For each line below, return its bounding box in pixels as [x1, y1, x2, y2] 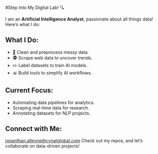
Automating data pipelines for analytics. [12, 99, 95, 105]
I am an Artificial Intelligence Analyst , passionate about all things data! [5, 16, 153, 22]
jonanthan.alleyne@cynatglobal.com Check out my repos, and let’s [5, 137, 143, 144]
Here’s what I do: [5, 21, 40, 27]
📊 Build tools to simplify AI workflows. [12, 69, 92, 75]
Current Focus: [5, 86, 54, 94]
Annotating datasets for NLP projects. [12, 110, 91, 116]
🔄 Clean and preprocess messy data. [12, 49, 89, 55]
